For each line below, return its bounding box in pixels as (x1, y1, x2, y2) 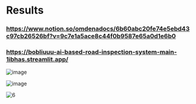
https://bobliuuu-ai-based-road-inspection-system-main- (6, 48, 177, 56)
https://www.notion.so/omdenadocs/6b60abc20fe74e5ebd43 (6, 25, 190, 33)
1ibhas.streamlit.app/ (6, 56, 69, 64)
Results (6, 4, 44, 17)
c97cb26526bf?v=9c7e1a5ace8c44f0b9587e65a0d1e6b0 (6, 32, 177, 40)
